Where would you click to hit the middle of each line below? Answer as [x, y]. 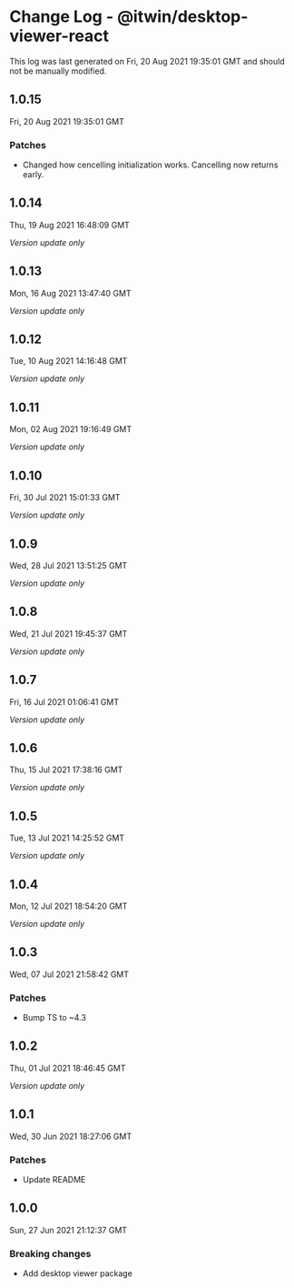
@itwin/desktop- [182, 17]
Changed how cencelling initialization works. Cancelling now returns [150, 165]
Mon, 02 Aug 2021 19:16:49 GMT [71, 429]
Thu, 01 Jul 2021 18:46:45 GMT [68, 1068]
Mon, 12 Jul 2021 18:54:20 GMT [69, 906]
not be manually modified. [58, 71]
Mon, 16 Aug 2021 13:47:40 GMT [70, 293]
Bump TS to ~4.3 [54, 1018]
